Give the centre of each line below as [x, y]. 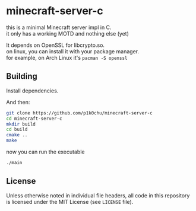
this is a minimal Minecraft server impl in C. [59, 27]
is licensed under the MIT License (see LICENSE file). [70, 202]
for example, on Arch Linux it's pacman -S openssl [67, 57]
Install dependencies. [32, 91]
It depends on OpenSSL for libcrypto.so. [56, 45]
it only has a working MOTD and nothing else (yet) [68, 33]
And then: [18, 102]
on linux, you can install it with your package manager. [73, 51]
